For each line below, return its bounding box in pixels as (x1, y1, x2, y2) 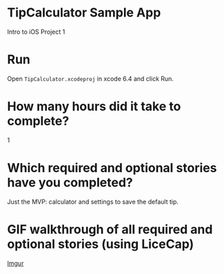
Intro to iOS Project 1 (7, 28, 65, 36)
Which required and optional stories (7, 160, 217, 176)
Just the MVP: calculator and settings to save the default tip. (7, 198, 179, 206)
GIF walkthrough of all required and (7, 222, 213, 237)
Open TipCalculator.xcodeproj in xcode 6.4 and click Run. (7, 74, 174, 83)
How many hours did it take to (7, 98, 181, 114)
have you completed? (7, 175, 133, 190)
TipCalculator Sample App (7, 5, 161, 21)
